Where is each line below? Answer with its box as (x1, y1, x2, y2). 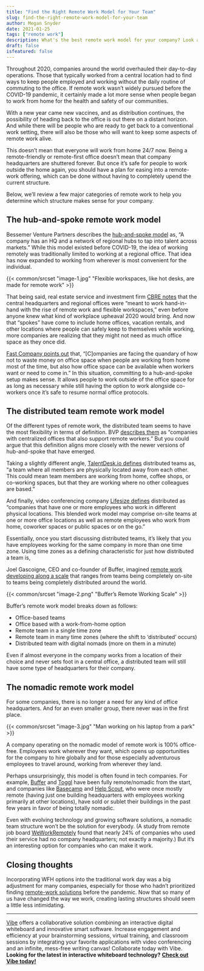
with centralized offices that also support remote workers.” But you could (6, 435, 189, 442)
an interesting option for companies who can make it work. (6, 842, 154, 850)
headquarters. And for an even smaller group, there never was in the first (6, 705, 189, 712)
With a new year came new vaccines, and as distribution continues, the (6, 109, 185, 116)
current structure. (6, 178, 50, 186)
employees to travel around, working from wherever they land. (6, 760, 162, 768)
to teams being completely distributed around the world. (6, 579, 147, 586)
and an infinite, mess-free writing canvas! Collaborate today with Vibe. (6, 945, 183, 952)
